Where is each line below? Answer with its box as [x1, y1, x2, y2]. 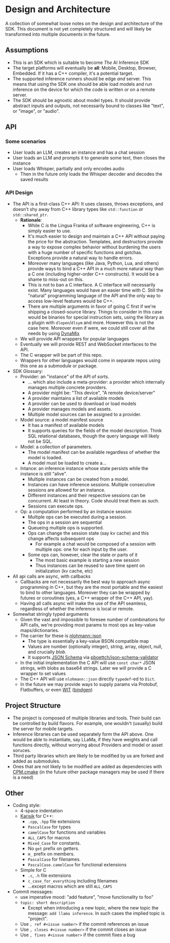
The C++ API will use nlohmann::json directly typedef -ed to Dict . [20, 676, 156, 682]
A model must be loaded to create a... [27, 460, 107, 466]
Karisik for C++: [20, 813, 54, 819]
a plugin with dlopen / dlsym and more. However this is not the [27, 319, 154, 326]
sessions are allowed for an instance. [27, 487, 106, 493]
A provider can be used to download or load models [27, 400, 137, 406]
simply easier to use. [27, 228, 72, 234]
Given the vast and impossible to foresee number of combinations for [20, 616, 165, 622]
